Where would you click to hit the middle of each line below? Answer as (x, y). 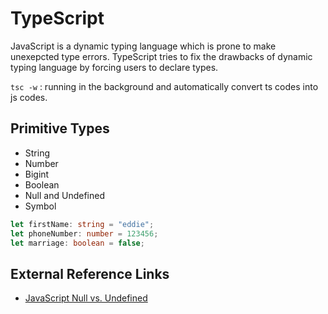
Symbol (40, 206)
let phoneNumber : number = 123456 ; (84, 233)
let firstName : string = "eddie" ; (82, 224)
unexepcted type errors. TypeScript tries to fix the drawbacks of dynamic (161, 56)
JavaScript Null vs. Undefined (86, 298)
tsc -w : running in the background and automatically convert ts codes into (164, 86)
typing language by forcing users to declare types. (114, 67)
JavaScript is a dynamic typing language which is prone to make (143, 46)
